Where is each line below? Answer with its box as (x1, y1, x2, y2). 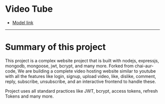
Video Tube (5, 3, 53, 15)
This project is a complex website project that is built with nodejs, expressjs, (5, 57, 159, 63)
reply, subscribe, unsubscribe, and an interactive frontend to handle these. (5, 78, 156, 84)
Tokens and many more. (5, 93, 54, 99)
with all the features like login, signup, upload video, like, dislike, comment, (5, 73, 156, 79)
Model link (12, 20, 33, 26)
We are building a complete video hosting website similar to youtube (18, 68, 156, 74)
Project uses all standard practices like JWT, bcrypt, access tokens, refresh (5, 88, 158, 94)
